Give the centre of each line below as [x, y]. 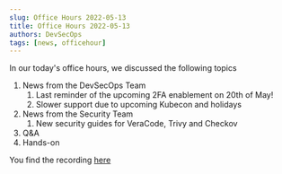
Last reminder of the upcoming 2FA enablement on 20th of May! [154, 95]
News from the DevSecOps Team [84, 85]
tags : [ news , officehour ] [57, 43]
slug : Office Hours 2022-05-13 [68, 17]
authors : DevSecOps [46, 34]
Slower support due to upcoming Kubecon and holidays [139, 105]
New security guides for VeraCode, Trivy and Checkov [137, 124]
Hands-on [41, 143]
